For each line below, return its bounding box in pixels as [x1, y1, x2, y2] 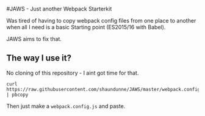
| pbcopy [6, 92, 29, 98]
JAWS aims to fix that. [6, 35, 62, 42]
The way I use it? [6, 53, 72, 63]
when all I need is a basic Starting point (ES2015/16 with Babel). [6, 24, 166, 31]
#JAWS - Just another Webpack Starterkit [6, 5, 112, 12]
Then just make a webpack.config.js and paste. [6, 102, 126, 109]
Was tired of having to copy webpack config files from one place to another [6, 17, 196, 24]
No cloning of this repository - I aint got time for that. [6, 69, 139, 76]
